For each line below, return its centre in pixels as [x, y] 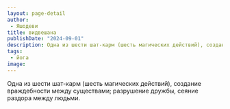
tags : [15, 52]
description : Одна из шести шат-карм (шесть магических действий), [105, 45]
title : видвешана [32, 32]
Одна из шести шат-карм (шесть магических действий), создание [104, 83]
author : [18, 20]
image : [16, 64]
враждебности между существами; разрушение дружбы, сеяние [103, 91]
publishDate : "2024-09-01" [46, 39]
